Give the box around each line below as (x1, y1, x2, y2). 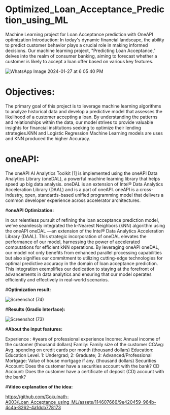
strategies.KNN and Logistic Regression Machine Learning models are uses (5, 130, 163, 136)
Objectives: (5, 86, 55, 98)
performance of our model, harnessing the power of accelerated (5, 239, 141, 245)
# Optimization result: (5, 287, 51, 293)
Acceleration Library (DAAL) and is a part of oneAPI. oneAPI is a (5, 186, 139, 192)
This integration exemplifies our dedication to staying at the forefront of (5, 266, 155, 272)
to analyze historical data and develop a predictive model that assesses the (5, 108, 163, 114)
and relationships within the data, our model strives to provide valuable (5, 119, 154, 125)
